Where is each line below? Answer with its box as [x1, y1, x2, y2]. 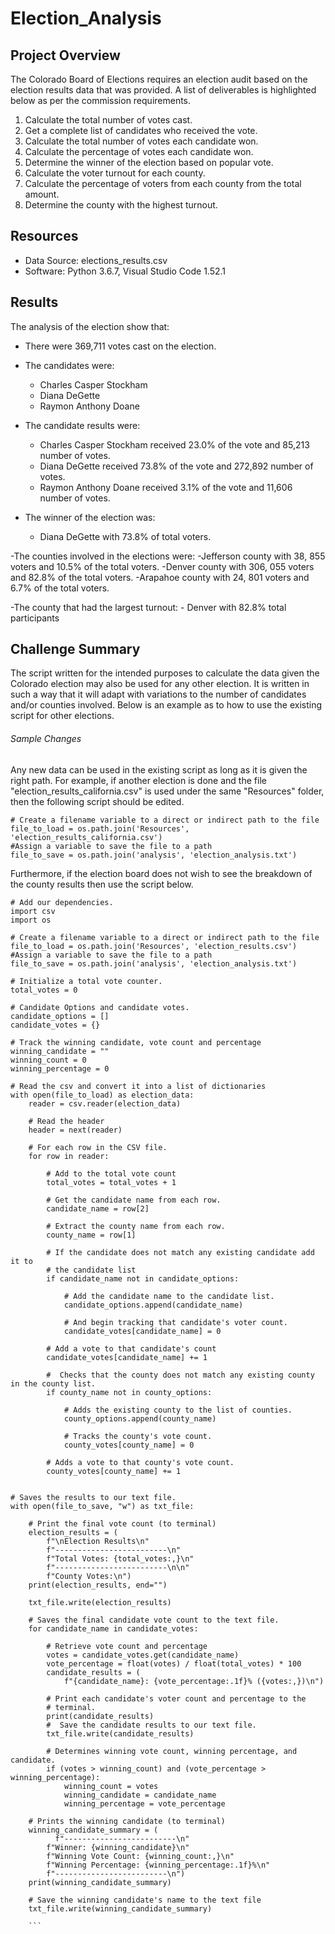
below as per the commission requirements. [10, 95, 192, 106]
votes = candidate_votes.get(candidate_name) [46, 1650, 240, 1660]
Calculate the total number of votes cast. [24, 114, 193, 126]
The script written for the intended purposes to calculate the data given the [10, 667, 320, 679]
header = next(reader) [28, 1125, 123, 1135]
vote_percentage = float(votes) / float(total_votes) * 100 [46, 1658, 302, 1669]
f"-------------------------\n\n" [46, 1562, 190, 1572]
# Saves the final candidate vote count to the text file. [28, 1615, 280, 1625]
